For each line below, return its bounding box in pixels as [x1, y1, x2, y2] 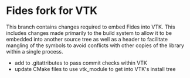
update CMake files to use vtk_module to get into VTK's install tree [14, 65, 176, 72]
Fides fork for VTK [6, 4, 98, 17]
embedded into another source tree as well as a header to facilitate [6, 36, 168, 42]
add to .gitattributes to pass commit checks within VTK [14, 59, 148, 66]
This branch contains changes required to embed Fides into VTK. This [6, 23, 175, 30]
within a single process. [6, 48, 63, 55]
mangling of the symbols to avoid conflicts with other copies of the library [6, 42, 185, 49]
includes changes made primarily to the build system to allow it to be [6, 29, 172, 36]
